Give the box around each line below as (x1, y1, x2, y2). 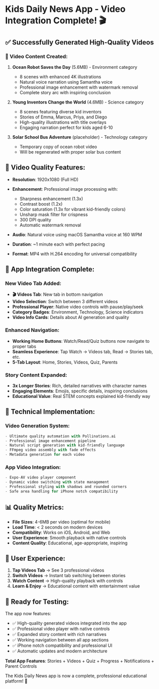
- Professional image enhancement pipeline (5, 438, 96, 443)
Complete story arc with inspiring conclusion (19, 89, 111, 95)
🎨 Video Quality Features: (5, 163, 85, 172)
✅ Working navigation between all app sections (12, 637, 109, 643)
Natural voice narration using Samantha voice (19, 79, 113, 85)
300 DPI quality (19, 216, 51, 222)
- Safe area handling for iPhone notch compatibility (5, 489, 119, 494)
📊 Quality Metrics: (5, 503, 64, 512)
